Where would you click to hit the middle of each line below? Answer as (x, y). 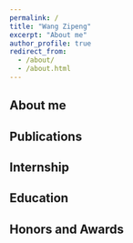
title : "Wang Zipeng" (51, 26)
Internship (40, 168)
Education (39, 198)
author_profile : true (51, 43)
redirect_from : (38, 52)
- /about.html (44, 69)
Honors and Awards (67, 229)
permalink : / (34, 18)
